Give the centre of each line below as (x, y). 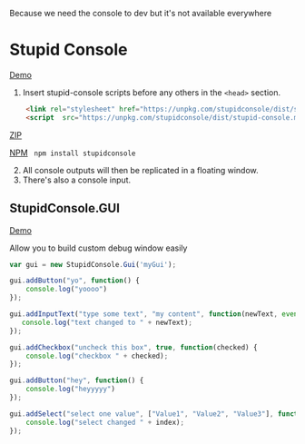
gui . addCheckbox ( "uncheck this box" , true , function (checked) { (133, 347)
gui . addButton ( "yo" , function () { (75, 281)
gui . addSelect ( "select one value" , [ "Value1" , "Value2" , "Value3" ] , (142, 414)
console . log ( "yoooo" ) (66, 290)
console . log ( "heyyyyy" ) (71, 390)
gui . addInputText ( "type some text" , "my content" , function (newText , (144, 314)
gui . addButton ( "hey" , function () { (77, 380)
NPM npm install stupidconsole (73, 153)
